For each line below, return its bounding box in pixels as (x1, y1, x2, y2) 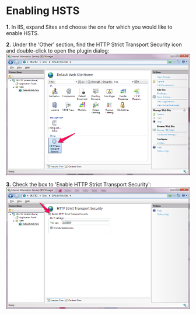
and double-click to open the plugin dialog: (6, 47, 110, 54)
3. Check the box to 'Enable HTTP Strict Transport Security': (6, 181, 152, 188)
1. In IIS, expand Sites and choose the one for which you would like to (6, 23, 173, 30)
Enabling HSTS (6, 4, 80, 18)
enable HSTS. (6, 29, 39, 36)
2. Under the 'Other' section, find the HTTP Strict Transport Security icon (6, 41, 183, 48)
